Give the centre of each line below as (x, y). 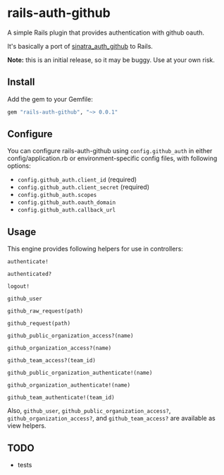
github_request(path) (39, 324)
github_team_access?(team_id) (52, 361)
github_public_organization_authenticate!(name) (80, 373)
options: (19, 166)
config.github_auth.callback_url (67, 210)
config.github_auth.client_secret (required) (83, 187)
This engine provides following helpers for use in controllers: (95, 249)
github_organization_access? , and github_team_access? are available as (112, 419)
